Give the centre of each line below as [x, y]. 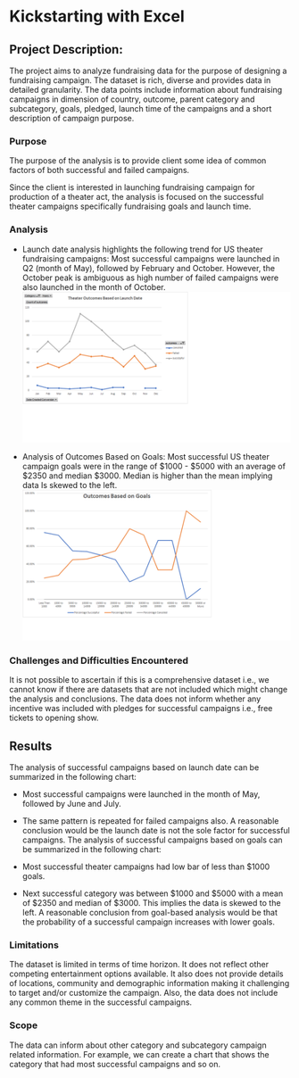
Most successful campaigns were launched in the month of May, [141, 794]
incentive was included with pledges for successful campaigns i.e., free [141, 709]
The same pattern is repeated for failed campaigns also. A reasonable [150, 821]
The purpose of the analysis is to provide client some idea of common [138, 161]
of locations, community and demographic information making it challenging [149, 983]
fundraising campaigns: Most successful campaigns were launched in [151, 258]
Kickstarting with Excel [97, 17]
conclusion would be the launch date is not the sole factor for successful [156, 830]
